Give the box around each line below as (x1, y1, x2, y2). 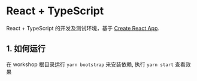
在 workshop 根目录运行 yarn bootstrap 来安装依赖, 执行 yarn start (6, 61, 174, 68)
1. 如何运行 (6, 43, 46, 54)
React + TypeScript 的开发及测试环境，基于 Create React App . (6, 24, 160, 32)
